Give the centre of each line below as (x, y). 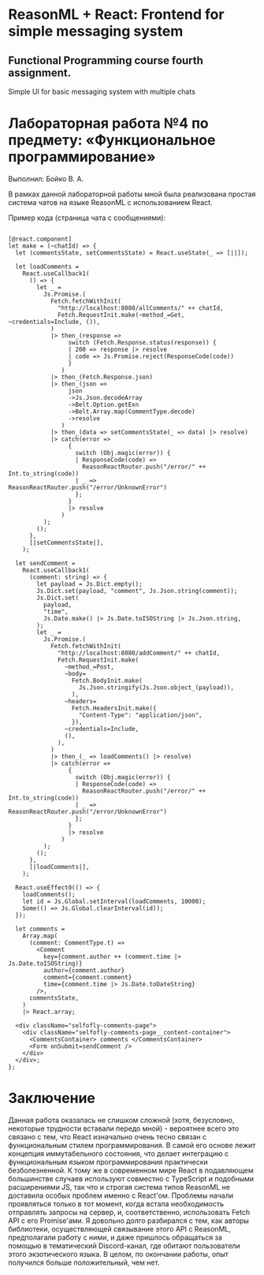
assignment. (40, 73)
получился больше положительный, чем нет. (84, 1262)
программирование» (82, 157)
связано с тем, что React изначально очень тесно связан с (108, 1136)
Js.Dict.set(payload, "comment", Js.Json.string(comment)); (137, 591)
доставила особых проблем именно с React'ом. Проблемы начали (121, 1195)
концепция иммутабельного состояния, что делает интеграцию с (119, 1154)
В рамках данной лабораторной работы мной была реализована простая (132, 194)
